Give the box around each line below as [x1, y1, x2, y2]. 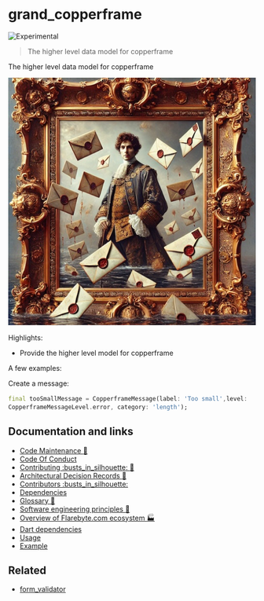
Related [8, 563, 47, 577]
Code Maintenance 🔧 [19, 445, 88, 455]
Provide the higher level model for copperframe [19, 348, 174, 357]
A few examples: [8, 363, 62, 372]
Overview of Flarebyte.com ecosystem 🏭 [19, 513, 156, 522]
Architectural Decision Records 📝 [19, 471, 127, 480]
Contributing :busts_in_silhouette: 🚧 [19, 462, 135, 472]
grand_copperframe [8, 5, 143, 24]
